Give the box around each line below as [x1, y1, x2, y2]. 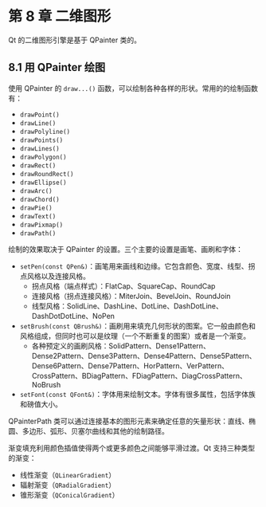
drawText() [19, 212, 57, 220]
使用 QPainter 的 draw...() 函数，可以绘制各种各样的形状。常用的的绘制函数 [8, 83, 259, 92]
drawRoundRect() [19, 170, 74, 178]
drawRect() [19, 161, 57, 170]
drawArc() [19, 187, 53, 195]
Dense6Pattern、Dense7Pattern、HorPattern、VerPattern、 [31, 360, 229, 371]
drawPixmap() [19, 221, 64, 229]
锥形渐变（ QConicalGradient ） [19, 489, 119, 499]
